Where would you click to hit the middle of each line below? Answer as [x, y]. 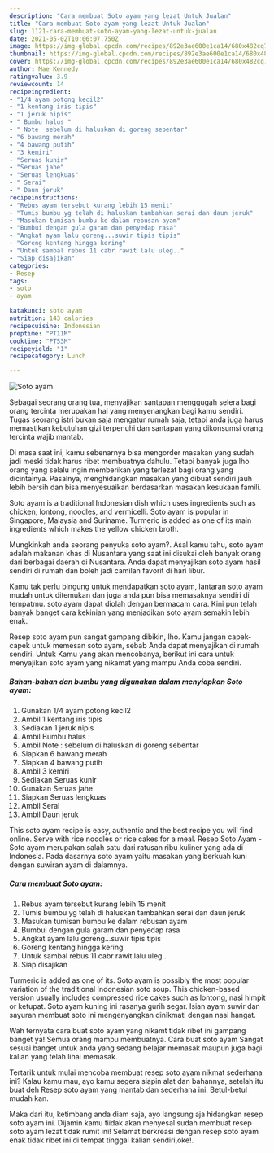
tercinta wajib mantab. [46, 437]
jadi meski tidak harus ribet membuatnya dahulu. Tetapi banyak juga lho [129, 462]
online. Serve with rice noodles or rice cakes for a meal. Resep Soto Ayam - [136, 839]
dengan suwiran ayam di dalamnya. [69, 865]
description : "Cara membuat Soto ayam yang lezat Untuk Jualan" [120, 16]
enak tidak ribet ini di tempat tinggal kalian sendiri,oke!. [102, 1140]
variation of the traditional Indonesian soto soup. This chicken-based [124, 989]
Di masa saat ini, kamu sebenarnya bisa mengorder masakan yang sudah [132, 453]
